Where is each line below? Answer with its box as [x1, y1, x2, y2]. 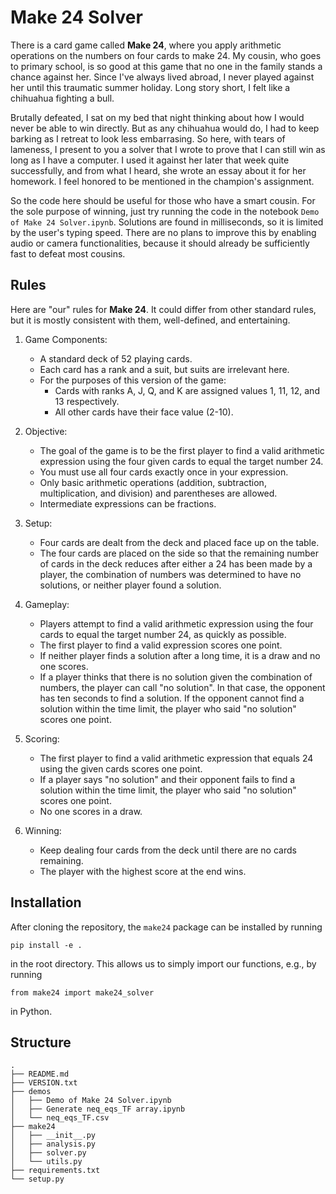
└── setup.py [10, 1174, 65, 1185]
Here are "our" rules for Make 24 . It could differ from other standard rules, [10, 303, 317, 315]
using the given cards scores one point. [39, 762, 203, 775]
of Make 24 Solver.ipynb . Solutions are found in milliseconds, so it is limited [10, 216, 324, 228]
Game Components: [24, 333, 108, 345]
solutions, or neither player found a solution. [39, 579, 222, 591]
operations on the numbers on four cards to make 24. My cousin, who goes [10, 49, 322, 61]
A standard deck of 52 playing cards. [39, 352, 193, 365]
